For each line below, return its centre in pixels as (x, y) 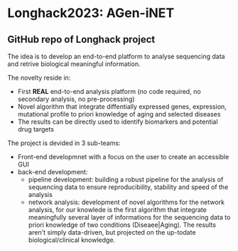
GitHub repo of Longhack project (81, 39)
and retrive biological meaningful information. (74, 64)
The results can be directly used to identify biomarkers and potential (118, 122)
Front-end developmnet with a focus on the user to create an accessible (123, 157)
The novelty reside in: (39, 78)
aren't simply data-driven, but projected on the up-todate (112, 232)
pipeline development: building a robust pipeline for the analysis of (126, 180)
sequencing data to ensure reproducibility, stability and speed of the (128, 187)
